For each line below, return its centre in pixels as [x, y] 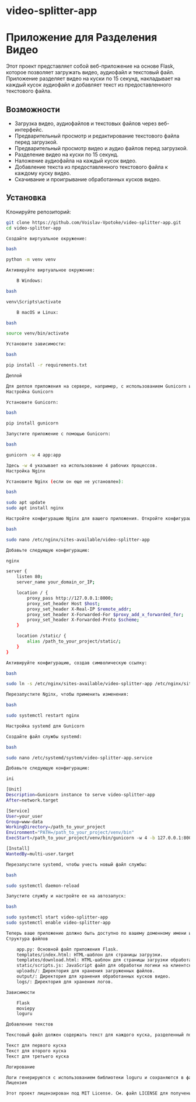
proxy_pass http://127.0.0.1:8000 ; [70, 598]
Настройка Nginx [26, 471]
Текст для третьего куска [37, 1056]
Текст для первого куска [36, 1045]
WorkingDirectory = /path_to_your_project [56, 827]
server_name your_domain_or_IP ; [56, 582]
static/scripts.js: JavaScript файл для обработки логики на [92, 966]
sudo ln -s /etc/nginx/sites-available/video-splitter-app [79, 684]
